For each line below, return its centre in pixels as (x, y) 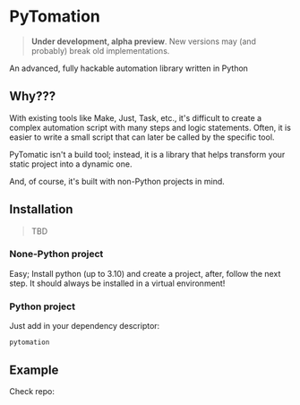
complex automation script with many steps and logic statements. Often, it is (150, 127)
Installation (41, 209)
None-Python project (56, 254)
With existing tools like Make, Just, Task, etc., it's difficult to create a (136, 117)
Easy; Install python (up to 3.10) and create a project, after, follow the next (145, 273)
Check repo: (32, 391)
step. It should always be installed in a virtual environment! (117, 283)
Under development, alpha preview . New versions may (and (144, 41)
